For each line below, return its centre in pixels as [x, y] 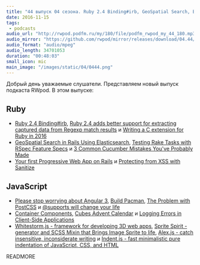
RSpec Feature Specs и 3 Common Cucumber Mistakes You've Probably [104, 149]
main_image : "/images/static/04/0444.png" [60, 67]
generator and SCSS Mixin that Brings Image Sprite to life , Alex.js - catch [104, 232]
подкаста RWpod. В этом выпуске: [50, 91]
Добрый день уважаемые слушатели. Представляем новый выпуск [92, 84]
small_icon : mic [26, 61]
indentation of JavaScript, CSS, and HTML [67, 245]
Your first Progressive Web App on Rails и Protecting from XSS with [97, 161]
